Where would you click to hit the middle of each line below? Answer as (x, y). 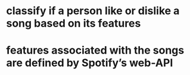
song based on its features (74, 23)
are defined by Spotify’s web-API (90, 63)
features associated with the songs (95, 50)
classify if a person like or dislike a (93, 11)
